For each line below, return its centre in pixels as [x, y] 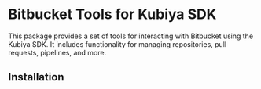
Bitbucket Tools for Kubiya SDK [112, 14]
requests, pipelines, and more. [57, 52]
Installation [36, 77]
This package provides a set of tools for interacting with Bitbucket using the [131, 36]
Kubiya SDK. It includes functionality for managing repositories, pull [117, 44]
